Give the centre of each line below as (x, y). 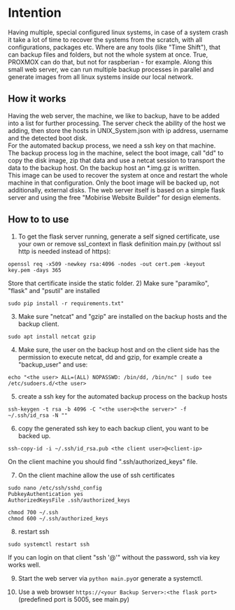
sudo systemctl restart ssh (49, 544)
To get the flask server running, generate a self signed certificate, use (119, 236)
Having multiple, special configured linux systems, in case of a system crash (118, 32)
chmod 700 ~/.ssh (33, 512)
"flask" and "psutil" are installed (54, 290)
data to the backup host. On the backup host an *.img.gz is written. (104, 168)
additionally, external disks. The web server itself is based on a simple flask (117, 190)
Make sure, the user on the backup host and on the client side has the (119, 349)
